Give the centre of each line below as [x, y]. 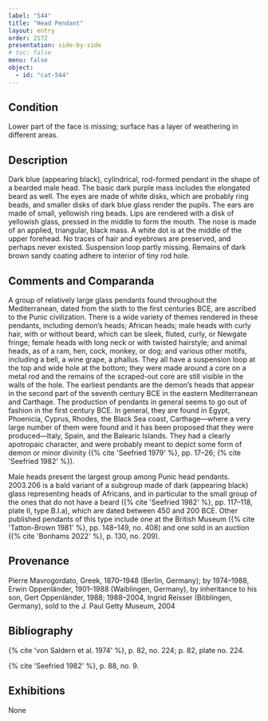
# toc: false [30, 53]
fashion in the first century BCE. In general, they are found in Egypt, [119, 410]
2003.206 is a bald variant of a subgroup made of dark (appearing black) [128, 485]
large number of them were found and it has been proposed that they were [131, 427]
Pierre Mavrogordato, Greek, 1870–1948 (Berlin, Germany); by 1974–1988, [129, 580]
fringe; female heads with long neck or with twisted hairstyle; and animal [128, 343]
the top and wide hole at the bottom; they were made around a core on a [127, 368]
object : [21, 68]
